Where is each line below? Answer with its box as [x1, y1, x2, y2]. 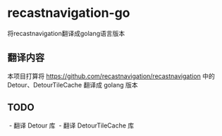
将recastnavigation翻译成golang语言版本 [7, 29, 125, 37]
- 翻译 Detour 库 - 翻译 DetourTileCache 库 [8, 121, 135, 130]
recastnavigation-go [7, 5, 130, 21]
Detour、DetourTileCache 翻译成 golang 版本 [7, 80, 138, 89]
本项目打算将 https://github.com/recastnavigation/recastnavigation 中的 [7, 72, 215, 80]
